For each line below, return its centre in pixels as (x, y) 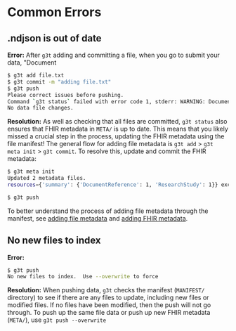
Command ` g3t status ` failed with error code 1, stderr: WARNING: (106, 102)
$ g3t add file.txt (36, 75)
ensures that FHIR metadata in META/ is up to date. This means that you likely (118, 129)
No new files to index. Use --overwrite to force (83, 277)
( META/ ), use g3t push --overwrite (57, 320)
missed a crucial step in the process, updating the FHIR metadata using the (116, 136)
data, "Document (32, 63)
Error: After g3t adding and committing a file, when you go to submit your (113, 55)
